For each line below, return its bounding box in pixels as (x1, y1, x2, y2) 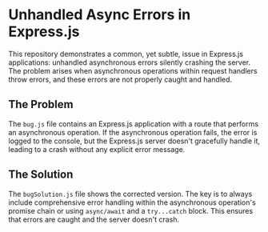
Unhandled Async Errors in (8, 6, 191, 24)
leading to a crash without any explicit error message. (8, 144, 186, 154)
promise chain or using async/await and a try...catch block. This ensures (8, 206, 254, 215)
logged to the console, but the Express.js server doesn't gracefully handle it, (8, 136, 261, 146)
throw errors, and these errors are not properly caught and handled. (8, 74, 233, 84)
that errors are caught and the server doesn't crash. (8, 214, 180, 224)
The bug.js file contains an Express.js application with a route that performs (8, 118, 258, 129)
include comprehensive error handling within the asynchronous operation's (8, 198, 256, 207)
